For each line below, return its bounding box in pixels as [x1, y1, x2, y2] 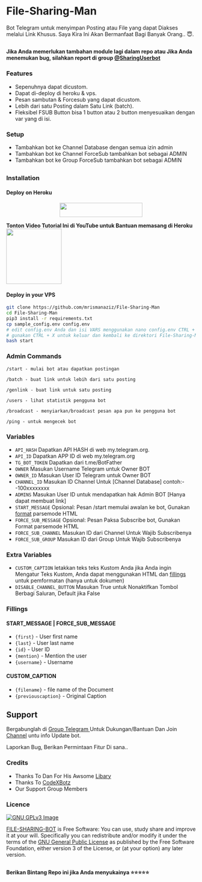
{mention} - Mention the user [14, 652, 87, 659]
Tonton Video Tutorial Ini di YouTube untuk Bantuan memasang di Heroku [6, 221, 193, 229]
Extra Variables [6, 550, 52, 559]
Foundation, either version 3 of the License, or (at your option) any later [6, 844, 183, 852]
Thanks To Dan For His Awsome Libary [14, 772, 111, 780]
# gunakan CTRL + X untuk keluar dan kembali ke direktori [6, 332, 158, 338]
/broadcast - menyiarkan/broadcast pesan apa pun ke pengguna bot [6, 408, 176, 414]
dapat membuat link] [14, 497, 67, 504]
